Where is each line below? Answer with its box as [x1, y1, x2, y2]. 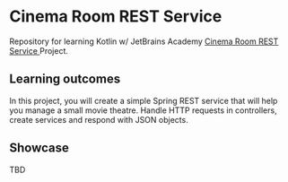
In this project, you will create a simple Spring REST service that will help [9, 95, 278, 106]
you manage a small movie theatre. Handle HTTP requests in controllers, [9, 105, 277, 116]
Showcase [9, 141, 70, 156]
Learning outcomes [9, 72, 121, 87]
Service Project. [9, 45, 69, 56]
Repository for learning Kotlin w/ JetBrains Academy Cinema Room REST [9, 36, 279, 47]
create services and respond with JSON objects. [9, 114, 188, 125]
